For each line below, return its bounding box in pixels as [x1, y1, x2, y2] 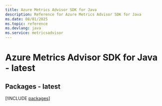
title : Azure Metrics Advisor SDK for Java [5, 7, 97, 12]
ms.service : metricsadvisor [5, 30, 64, 35]
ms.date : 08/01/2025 [5, 16, 48, 21]
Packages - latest [5, 82, 61, 91]
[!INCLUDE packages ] [5, 96, 50, 101]
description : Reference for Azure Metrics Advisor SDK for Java [5, 12, 142, 17]
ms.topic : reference [5, 21, 48, 26]
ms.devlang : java [5, 26, 41, 31]
